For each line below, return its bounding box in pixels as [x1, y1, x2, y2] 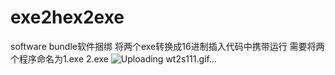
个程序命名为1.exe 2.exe [10, 52, 109, 65]
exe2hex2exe [10, 6, 125, 29]
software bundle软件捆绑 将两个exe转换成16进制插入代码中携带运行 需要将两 [10, 40, 325, 52]
